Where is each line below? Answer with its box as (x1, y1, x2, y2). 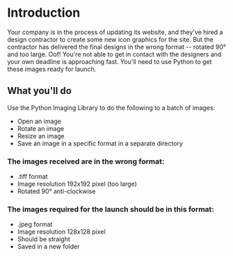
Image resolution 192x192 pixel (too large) (17, 179, 138, 189)
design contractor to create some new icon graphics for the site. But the (7, 35, 214, 43)
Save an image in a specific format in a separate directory (17, 139, 183, 147)
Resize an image (17, 131, 65, 140)
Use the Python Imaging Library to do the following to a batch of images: (7, 103, 216, 112)
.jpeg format (17, 221, 53, 229)
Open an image (17, 117, 61, 125)
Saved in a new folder (17, 242, 80, 251)
